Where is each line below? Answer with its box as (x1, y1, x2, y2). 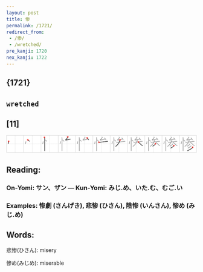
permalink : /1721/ (6, 22, 53, 28)
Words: (6, 230, 34, 240)
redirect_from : (6, 29, 45, 35)
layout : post (6, 10, 39, 16)
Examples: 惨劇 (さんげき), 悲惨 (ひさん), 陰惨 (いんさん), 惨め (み (6, 202, 195, 210)
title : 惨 (6, 16, 30, 22)
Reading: (6, 164, 41, 175)
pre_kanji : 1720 (6, 48, 47, 55)
